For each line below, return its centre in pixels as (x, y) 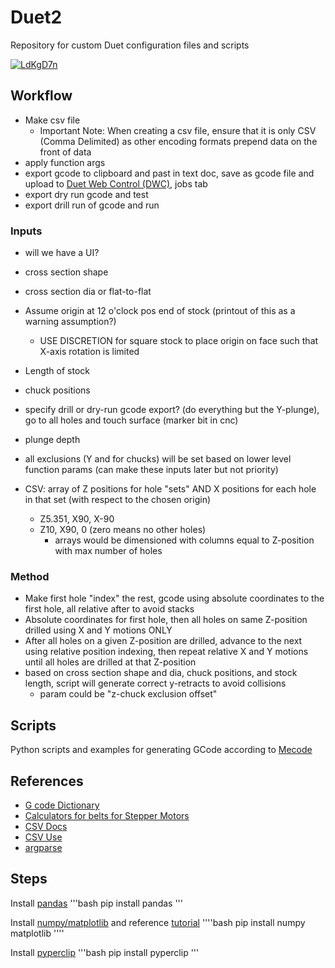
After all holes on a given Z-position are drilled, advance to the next (163, 641)
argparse (43, 847)
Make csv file (52, 120)
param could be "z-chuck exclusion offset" (128, 694)
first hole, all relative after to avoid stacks (109, 609)
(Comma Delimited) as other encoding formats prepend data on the (178, 141)
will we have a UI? (62, 253)
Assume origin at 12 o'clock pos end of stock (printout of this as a (160, 311)
